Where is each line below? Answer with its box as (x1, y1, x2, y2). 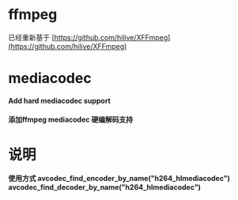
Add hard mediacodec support (8, 96, 111, 105)
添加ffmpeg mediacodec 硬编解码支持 (8, 115, 134, 124)
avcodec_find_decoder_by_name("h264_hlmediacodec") (8, 183, 202, 192)
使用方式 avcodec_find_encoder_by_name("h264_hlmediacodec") (8, 174, 231, 183)
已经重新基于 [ (8, 32, 55, 42)
